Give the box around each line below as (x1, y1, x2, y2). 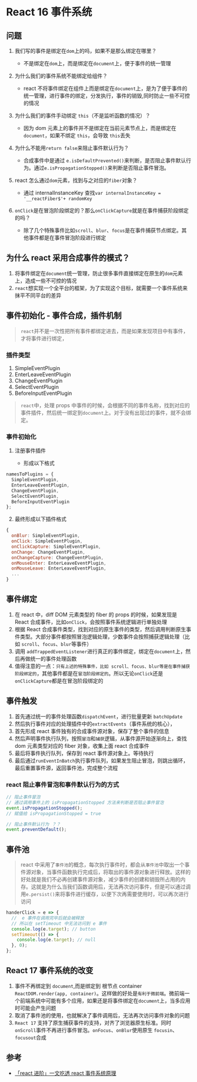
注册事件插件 (14, 447, 46, 454)
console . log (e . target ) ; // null (16, 937, 96, 943)
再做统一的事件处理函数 (19, 655, 77, 662)
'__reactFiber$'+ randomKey (23, 196, 92, 202)
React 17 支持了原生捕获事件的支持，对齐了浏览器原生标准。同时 (14, 1019, 172, 1026)
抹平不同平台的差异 (14, 292, 62, 299)
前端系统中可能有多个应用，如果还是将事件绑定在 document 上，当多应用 (19, 997, 191, 1004)
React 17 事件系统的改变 (6, 966, 94, 976)
